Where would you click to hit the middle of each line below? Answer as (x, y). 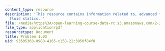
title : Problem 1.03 (26, 37)
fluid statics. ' (27, 18)
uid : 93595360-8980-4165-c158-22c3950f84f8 (50, 41)
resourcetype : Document (29, 32)
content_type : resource (29, 9)
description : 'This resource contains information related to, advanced (81, 14)
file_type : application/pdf (34, 28)
